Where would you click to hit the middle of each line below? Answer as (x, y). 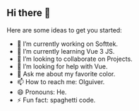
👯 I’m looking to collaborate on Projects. (75, 59)
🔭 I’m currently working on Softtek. (67, 44)
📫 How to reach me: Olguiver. (61, 81)
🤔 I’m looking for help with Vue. (62, 66)
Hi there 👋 (29, 13)
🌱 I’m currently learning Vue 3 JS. (66, 51)
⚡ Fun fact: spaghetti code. (56, 100)
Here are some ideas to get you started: (65, 30)
